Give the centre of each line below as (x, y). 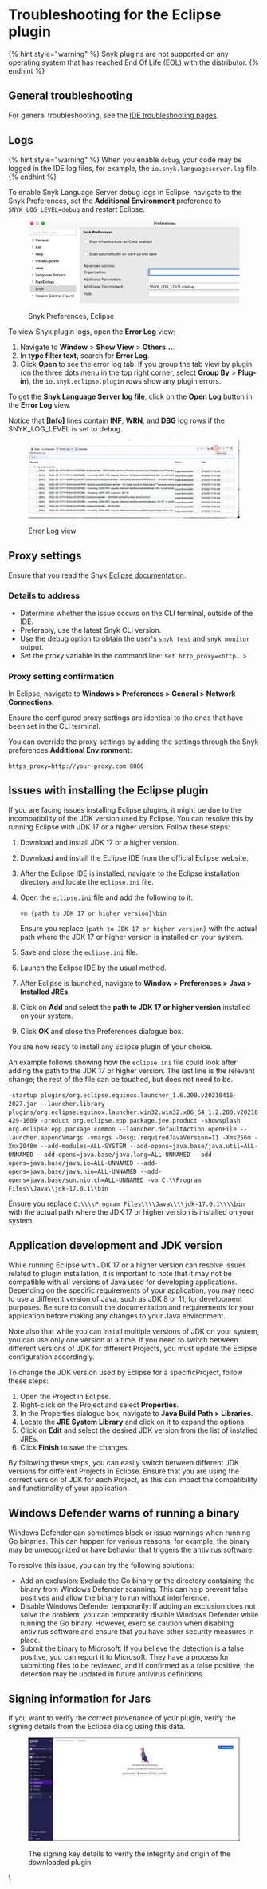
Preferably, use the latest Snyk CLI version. (90, 630)
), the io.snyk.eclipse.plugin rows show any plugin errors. (124, 380)
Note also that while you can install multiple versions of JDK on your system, (134, 1331)
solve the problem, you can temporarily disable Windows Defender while (139, 1614)
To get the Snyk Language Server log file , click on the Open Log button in (130, 396)
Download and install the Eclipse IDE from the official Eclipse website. (134, 857)
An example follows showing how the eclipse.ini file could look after (123, 1062)
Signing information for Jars (80, 1698)
